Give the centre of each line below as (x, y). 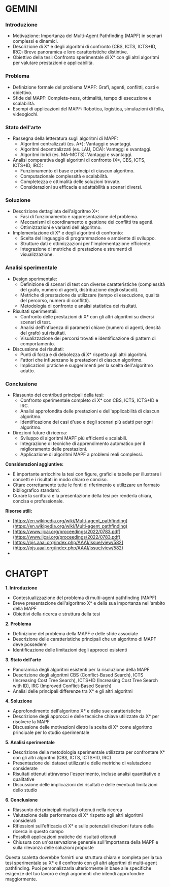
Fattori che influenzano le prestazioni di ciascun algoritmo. (81, 360)
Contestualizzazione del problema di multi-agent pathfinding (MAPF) (84, 598)
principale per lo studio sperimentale (51, 732)
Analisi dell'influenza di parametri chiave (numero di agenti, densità (90, 327)
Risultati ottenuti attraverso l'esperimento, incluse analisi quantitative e (87, 774)
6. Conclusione (22, 800)
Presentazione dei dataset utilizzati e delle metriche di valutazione (82, 763)
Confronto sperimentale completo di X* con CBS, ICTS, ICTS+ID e (89, 400)
